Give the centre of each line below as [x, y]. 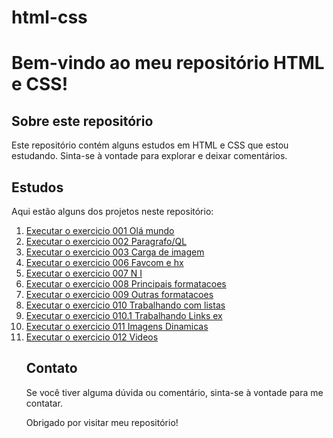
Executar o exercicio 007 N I [84, 273]
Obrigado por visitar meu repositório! [102, 422]
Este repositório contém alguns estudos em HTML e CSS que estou [150, 145]
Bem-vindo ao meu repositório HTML [168, 63]
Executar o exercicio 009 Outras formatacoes [119, 294]
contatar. [44, 403]
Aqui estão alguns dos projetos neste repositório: [112, 211]
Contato [51, 368]
